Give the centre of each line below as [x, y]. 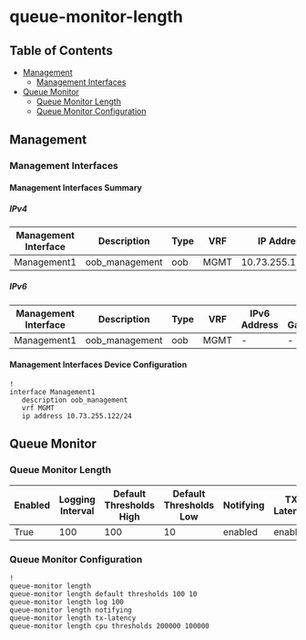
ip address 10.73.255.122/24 [76, 416]
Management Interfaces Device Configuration [98, 365]
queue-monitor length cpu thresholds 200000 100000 [109, 626]
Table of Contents [61, 51]
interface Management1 [52, 393]
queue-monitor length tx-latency [73, 618]
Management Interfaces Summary [76, 187]
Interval [77, 510]
